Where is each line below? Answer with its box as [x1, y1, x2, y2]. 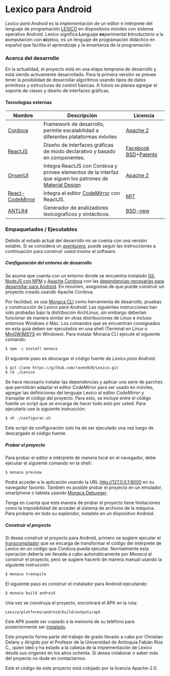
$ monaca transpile [5, 572, 47, 577]
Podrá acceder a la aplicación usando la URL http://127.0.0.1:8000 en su [5, 479, 154, 485]
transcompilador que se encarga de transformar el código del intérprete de [5, 540, 162, 546]
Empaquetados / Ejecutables [5, 226, 77, 233]
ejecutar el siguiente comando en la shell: [5, 460, 92, 466]
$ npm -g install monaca [5, 346, 58, 351]
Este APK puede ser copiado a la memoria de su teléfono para [5, 618, 135, 624]
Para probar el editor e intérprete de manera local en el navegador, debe [5, 455, 156, 461]
